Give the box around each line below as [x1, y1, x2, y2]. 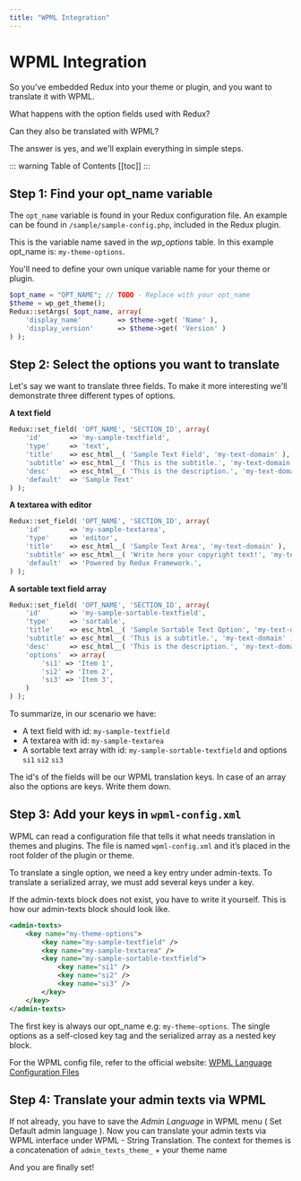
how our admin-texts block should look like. [9, 903, 170, 914]
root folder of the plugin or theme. [9, 849, 134, 860]
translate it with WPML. [9, 91, 96, 101]
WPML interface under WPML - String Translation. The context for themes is [9, 1135, 291, 1146]
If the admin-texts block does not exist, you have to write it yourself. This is [9, 893, 287, 905]
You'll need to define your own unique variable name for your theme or [9, 263, 271, 274]
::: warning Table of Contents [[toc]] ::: [9, 160, 150, 171]
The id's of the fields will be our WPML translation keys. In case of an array [9, 772, 287, 782]
